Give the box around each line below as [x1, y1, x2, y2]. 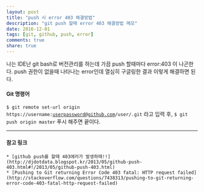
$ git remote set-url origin [6, 105, 80, 111]
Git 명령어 [6, 91, 30, 98]
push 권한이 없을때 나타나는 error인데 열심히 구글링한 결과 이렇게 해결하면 [14, 67, 189, 75]
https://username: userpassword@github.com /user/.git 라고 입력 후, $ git [6, 111, 188, 118]
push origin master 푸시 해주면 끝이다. [6, 118, 101, 125]
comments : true [6, 37, 45, 43]
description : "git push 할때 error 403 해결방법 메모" [6, 20, 138, 26]
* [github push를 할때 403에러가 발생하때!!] [6, 154, 111, 160]
